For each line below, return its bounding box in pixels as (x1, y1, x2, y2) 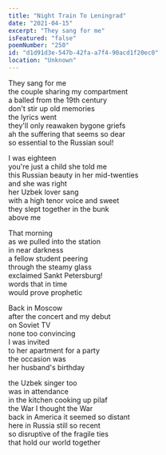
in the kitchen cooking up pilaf (8, 395, 108, 405)
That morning (8, 228, 53, 237)
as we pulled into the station (8, 237, 101, 246)
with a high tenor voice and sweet (8, 195, 120, 205)
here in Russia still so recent (8, 421, 101, 430)
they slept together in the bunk (8, 204, 109, 214)
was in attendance (8, 386, 69, 396)
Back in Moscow (8, 303, 63, 313)
